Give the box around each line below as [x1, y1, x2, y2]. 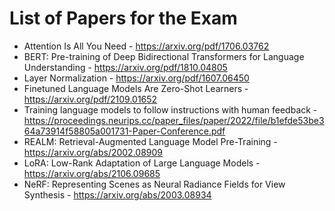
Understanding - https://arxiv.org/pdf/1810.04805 [23, 61, 228, 73]
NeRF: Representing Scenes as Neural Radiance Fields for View [23, 178, 286, 190]
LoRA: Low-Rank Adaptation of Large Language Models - [23, 157, 261, 169]
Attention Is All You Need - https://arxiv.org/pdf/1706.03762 [23, 40, 270, 52]
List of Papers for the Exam [9, 7, 238, 30]
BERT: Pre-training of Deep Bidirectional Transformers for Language [23, 50, 305, 62]
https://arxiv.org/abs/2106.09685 [23, 167, 161, 179]
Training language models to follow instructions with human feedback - [23, 103, 318, 116]
